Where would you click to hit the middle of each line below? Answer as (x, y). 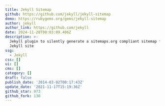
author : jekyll (21, 23)
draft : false (18, 78)
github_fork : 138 (23, 96)
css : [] (13, 60)
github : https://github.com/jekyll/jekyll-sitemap (58, 14)
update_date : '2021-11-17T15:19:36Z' (44, 87)
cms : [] (13, 69)
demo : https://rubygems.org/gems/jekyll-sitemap (56, 19)
